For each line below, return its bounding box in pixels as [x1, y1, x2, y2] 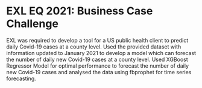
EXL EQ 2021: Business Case [6, 4, 153, 18]
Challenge [6, 17, 59, 31]
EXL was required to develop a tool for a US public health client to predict [6, 37, 189, 44]
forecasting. [6, 75, 36, 82]
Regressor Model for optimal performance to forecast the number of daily [6, 62, 189, 69]
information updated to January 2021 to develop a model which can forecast [6, 49, 196, 56]
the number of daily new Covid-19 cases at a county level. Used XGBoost [6, 56, 188, 63]
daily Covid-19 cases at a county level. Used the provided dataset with [6, 43, 181, 50]
